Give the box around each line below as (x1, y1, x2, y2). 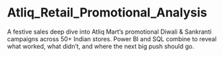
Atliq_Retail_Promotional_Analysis (7, 5, 208, 21)
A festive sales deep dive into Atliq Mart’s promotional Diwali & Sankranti (7, 27, 212, 36)
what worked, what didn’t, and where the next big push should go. (7, 42, 194, 50)
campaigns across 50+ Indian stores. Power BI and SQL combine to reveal (7, 34, 218, 43)
